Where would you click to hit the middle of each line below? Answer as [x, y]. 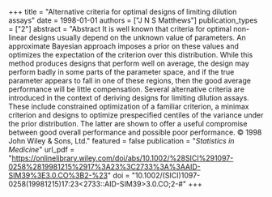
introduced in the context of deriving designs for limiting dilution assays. [129, 98]
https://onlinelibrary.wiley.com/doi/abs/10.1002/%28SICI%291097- [123, 158]
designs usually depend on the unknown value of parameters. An [137, 37]
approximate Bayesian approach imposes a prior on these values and [123, 46]
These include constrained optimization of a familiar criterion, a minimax [129, 106]
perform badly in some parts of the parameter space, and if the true [121, 72]
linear [18, 37]
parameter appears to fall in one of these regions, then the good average [130, 81]
